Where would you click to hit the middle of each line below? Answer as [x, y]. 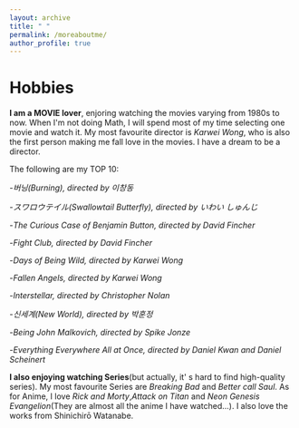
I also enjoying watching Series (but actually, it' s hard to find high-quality [147, 377]
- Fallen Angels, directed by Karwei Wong [86, 278]
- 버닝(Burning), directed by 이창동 [72, 188]
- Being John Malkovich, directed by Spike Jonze [100, 333]
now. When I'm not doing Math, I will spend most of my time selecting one [147, 122]
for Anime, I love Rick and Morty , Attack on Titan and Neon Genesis [135, 396]
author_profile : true [50, 43]
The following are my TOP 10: [64, 170]
